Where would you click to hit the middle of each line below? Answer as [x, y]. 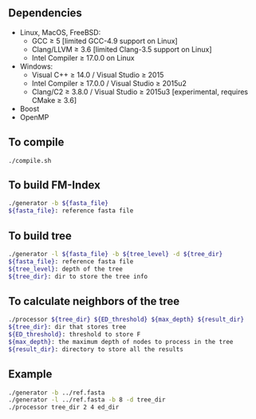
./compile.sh [30, 160]
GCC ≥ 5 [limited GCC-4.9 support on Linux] [104, 41]
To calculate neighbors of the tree [94, 301]
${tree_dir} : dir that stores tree [67, 327]
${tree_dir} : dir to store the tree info [78, 276]
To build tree [40, 236]
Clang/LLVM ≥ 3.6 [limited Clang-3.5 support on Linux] [122, 49]
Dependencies [45, 13]
